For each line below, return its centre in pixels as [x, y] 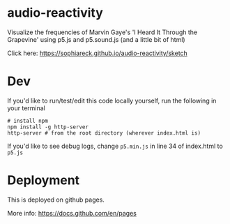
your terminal [26, 108]
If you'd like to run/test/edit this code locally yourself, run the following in [112, 100]
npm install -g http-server [48, 127]
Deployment [44, 180]
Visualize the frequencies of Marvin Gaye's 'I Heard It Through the [102, 32]
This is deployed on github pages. [56, 200]
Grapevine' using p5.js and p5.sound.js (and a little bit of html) [97, 39]
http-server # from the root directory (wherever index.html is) [104, 133]
